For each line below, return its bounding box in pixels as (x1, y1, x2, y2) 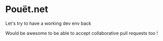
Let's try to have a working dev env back (5, 20, 91, 26)
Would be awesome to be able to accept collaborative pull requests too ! (5, 30, 158, 36)
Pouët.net (5, 4, 49, 15)
